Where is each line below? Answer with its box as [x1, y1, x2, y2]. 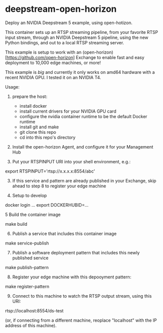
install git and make [19, 124, 59, 130]
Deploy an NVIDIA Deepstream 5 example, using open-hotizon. [5, 20, 133, 26]
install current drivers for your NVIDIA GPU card [19, 108, 116, 114]
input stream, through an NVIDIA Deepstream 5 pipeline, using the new [5, 34, 149, 40]
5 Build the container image [5, 212, 61, 217]
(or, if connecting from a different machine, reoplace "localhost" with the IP [5, 317, 157, 323]
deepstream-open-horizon [5, 3, 117, 15]
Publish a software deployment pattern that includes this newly [12, 249, 140, 255]
